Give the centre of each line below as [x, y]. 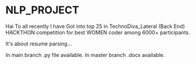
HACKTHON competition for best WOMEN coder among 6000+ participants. [98, 32]
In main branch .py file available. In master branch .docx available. [85, 55]
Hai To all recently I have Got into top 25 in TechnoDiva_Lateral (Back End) [95, 26]
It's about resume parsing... [39, 44]
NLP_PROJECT [43, 10]
